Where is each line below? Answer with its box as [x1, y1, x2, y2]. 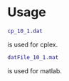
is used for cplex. [7, 40, 58, 49]
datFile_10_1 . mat [7, 54, 59, 61]
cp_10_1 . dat [7, 27, 43, 35]
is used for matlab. [7, 66, 62, 75]
